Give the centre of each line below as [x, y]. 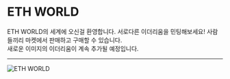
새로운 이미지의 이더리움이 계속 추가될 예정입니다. [73, 48]
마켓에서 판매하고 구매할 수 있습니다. [74, 40]
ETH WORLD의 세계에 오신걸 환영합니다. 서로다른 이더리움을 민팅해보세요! [106, 31]
